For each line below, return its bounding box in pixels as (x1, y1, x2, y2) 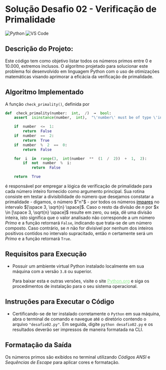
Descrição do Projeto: (5, 45, 73, 53)
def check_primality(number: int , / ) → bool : (5, 110, 112, 116)
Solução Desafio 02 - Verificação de (5, 3, 157, 15)
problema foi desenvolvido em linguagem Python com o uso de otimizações (5, 68, 160, 74)
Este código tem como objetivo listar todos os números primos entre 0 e (5, 58, 152, 64)
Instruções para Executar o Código (5, 298, 115, 306)
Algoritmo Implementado (5, 88, 84, 96)
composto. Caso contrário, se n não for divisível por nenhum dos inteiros (5, 225, 154, 231)
